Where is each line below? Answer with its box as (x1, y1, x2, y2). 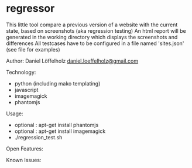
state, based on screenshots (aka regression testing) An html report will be (6, 27, 186, 34)
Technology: (6, 68, 36, 76)
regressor (6, 2, 55, 15)
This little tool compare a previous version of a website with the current (6, 21, 178, 28)
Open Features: (6, 145, 44, 152)
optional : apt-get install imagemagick (14, 128, 106, 135)
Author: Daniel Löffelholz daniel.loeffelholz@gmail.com (6, 57, 139, 64)
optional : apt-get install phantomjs (14, 121, 99, 128)
